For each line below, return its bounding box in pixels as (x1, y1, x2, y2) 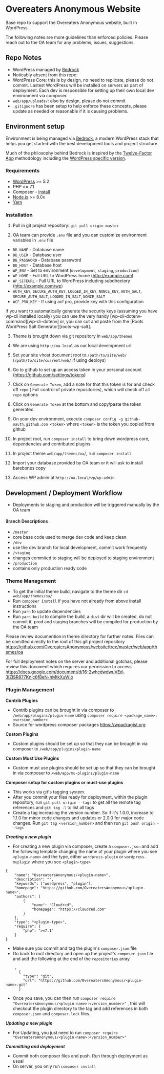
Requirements (5, 167, 40, 174)
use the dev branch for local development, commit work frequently (12, 545, 147, 550)
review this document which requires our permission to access (5, 664, 132, 670)
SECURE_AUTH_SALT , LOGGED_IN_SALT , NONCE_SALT (12, 293, 105, 299)
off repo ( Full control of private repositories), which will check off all (12, 387, 150, 393)
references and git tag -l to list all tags (12, 804, 94, 810)
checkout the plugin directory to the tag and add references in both (12, 1006, 148, 1011)
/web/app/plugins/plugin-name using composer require (12, 712, 123, 718)
